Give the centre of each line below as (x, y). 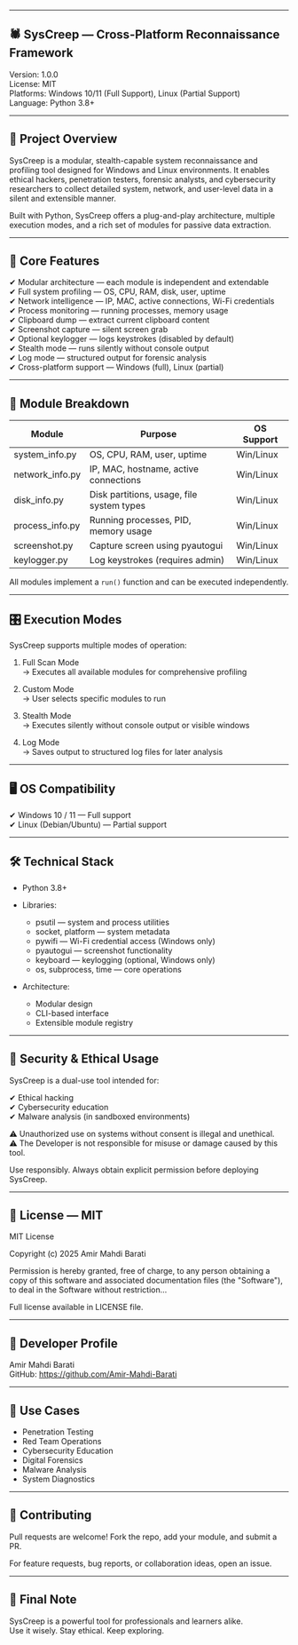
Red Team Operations (62, 1441)
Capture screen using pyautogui (156, 545)
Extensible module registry (84, 1022)
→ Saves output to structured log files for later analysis (122, 752)
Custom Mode (48, 689)
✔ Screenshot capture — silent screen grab (89, 330)
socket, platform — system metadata (102, 931)
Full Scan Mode (51, 663)
